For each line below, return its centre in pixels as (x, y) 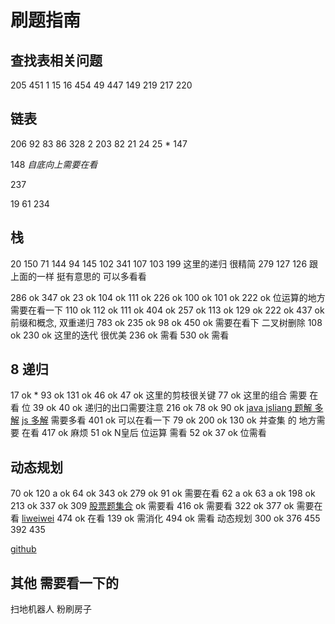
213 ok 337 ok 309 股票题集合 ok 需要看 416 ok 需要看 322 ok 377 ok (152, 506)
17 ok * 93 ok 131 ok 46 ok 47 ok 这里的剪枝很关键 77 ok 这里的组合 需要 (159, 395)
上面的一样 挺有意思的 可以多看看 (78, 276)
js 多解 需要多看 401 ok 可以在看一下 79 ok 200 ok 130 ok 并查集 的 (159, 420)
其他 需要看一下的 (64, 582)
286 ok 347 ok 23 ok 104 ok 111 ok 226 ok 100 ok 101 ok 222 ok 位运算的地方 (168, 297)
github (23, 549)
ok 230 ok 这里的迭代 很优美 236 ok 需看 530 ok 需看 (120, 335)
